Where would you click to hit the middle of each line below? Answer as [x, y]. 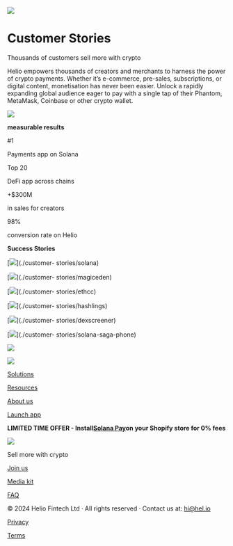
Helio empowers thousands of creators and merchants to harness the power [116, 71]
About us [20, 401]
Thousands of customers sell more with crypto [74, 57]
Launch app [24, 415]
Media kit [21, 481]
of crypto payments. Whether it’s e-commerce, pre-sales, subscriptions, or [115, 78]
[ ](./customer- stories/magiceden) [60, 277]
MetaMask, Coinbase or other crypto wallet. [70, 100]
